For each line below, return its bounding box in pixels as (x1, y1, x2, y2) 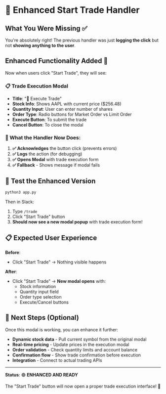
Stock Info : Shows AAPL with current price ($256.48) (12, 101, 122, 107)
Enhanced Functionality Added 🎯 (5, 57, 108, 65)
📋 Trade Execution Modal (5, 83, 68, 89)
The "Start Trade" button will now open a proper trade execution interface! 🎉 (5, 383, 161, 389)
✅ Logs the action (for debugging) (12, 151, 83, 157)
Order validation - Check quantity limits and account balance (12, 347, 137, 352)
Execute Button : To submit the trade (12, 117, 87, 123)
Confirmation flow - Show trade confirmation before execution (12, 352, 141, 358)
